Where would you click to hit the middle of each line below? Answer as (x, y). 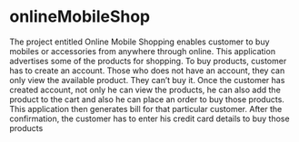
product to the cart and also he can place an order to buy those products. (147, 99)
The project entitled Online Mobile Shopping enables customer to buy (140, 42)
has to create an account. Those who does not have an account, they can (147, 71)
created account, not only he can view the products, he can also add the (145, 90)
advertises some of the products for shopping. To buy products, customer (148, 61)
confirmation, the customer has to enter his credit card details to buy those (149, 118)
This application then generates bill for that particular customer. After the (146, 109)
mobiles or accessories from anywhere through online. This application (142, 51)
